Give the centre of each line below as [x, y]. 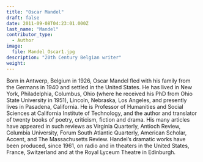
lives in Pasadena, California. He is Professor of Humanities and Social [95, 106]
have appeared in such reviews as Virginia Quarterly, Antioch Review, [94, 126]
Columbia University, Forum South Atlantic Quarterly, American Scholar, [97, 133]
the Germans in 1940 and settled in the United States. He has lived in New [99, 87]
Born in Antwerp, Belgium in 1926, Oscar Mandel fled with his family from [98, 81]
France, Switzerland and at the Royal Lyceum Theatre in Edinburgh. [91, 152]
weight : [16, 63]
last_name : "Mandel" [33, 29]
